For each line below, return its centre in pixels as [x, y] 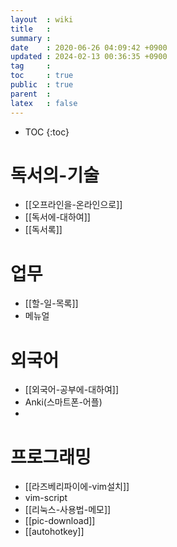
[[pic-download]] [60, 521]
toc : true [42, 76]
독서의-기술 [55, 175]
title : [31, 29]
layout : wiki [42, 19]
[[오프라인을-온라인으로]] [73, 205]
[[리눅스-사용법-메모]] [68, 510]
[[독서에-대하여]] [57, 217]
